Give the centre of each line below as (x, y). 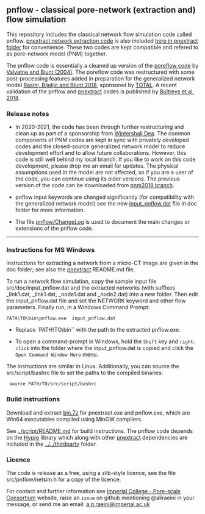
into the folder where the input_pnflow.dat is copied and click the (112, 348)
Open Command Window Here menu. (57, 355)
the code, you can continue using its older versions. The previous (97, 179)
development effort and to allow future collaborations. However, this (101, 153)
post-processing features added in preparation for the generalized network (101, 78)
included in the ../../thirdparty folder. (52, 444)
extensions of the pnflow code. (54, 229)
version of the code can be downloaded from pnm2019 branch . (95, 185)
